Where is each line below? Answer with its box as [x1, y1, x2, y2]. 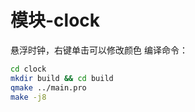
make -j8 [10, 92, 47, 102]
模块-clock [10, 9, 101, 32]
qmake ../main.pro [10, 82, 87, 93]
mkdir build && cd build [10, 73, 114, 83]
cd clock [10, 64, 47, 74]
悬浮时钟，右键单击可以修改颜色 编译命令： [10, 44, 188, 56]
